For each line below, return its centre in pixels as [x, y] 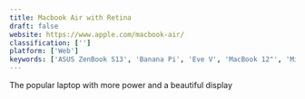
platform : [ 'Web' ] [44, 51]
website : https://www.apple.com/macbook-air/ [97, 34]
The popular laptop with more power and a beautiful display [121, 85]
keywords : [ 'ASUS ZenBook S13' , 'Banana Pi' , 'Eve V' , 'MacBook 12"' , [146, 59]
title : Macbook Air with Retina [70, 18]
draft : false [34, 26]
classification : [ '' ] [50, 43]
